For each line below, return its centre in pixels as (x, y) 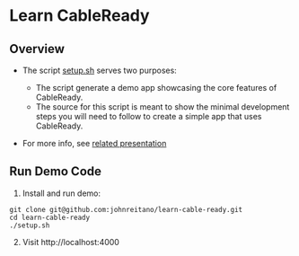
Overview (37, 49)
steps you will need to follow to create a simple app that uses (149, 116)
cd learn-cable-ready (50, 217)
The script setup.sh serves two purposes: (99, 70)
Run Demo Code (55, 172)
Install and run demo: (62, 193)
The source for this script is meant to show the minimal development (163, 107)
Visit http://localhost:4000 (70, 242)
